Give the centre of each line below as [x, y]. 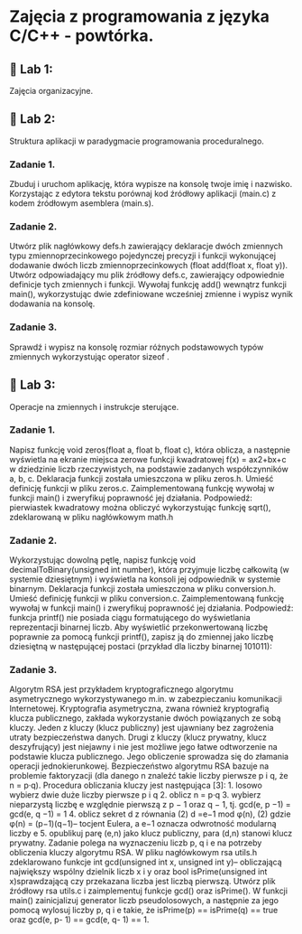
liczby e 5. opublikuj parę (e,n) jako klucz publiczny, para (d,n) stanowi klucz [151, 834]
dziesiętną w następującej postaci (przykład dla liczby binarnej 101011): [141, 647]
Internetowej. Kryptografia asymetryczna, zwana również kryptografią [139, 709]
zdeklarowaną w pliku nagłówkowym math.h [92, 517]
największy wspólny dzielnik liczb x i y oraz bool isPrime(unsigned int [138, 872]
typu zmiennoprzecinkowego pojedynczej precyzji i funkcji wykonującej [143, 256]
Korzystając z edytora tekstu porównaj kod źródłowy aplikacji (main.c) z [143, 194]
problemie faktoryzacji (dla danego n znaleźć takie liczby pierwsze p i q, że [149, 776]
